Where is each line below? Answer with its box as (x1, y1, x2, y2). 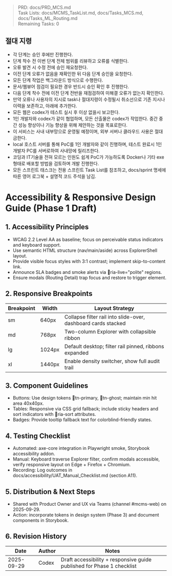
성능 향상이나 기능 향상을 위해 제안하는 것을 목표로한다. (18, 122, 128, 128)
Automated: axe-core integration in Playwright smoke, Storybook (12, 445, 150, 451)
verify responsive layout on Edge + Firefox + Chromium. (12, 462, 131, 468)
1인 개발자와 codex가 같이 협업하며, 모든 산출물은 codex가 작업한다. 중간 (12, 115, 158, 122)
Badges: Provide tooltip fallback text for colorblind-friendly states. (12, 416, 153, 423)
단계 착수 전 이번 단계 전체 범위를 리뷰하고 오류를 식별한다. (12, 57, 129, 64)
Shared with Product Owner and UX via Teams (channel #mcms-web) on (12, 501, 166, 507)
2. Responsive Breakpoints (5, 289, 93, 298)
